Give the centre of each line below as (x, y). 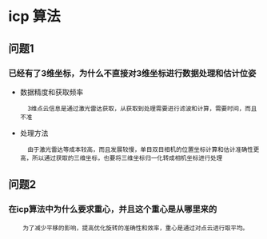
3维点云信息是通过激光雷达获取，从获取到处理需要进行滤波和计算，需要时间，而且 (142, 109)
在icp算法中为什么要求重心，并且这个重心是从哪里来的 (113, 209)
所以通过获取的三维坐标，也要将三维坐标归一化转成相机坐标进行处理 (127, 158)
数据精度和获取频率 (52, 92)
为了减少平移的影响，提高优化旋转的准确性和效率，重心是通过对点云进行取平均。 (136, 228)
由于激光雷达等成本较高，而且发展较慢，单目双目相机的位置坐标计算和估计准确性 (140, 149)
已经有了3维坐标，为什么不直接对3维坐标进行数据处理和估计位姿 (132, 73)
